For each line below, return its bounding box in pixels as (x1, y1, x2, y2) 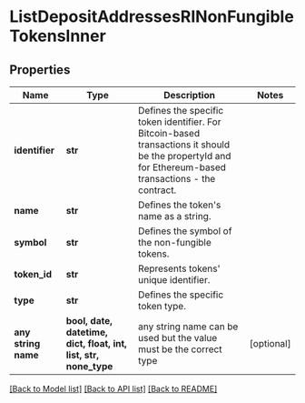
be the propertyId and (137, 150, 231, 162)
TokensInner (9, 25, 106, 46)
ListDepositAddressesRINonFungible (9, 6, 295, 27)
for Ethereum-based (137, 161, 227, 174)
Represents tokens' (137, 262, 221, 275)
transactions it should (137, 138, 231, 151)
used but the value (137, 332, 218, 344)
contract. (137, 184, 177, 196)
